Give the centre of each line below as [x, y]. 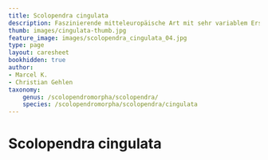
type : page [26, 45]
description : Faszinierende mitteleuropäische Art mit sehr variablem [128, 23]
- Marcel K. [28, 75]
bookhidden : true [37, 60]
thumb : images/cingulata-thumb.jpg [67, 30]
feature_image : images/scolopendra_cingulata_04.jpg [98, 38]
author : [21, 68]
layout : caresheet [39, 53]
